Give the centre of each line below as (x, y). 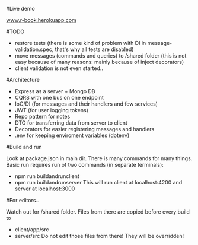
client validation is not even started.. (59, 68)
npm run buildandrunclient (47, 176)
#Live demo (21, 9)
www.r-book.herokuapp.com (41, 20)
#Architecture (23, 80)
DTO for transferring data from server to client (71, 123)
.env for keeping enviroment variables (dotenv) (72, 135)
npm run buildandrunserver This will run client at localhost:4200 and (98, 182)
